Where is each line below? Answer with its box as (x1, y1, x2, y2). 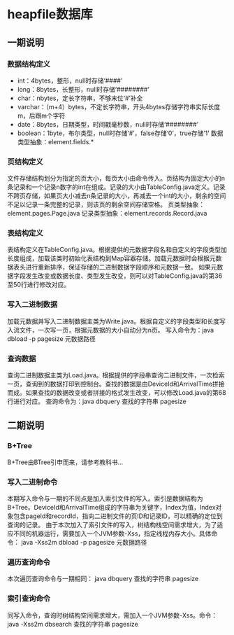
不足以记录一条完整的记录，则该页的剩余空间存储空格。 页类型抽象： (7, 200, 205, 209)
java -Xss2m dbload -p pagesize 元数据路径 (20, 538, 147, 547)
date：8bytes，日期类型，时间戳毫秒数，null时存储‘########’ (17, 120, 199, 128)
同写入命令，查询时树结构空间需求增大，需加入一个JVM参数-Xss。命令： (7, 610, 218, 620)
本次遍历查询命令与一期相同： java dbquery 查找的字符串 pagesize (7, 575, 199, 583)
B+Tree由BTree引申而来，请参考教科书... (7, 458, 124, 466)
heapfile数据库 (7, 6, 93, 22)
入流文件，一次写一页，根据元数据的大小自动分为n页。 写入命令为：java (7, 326, 214, 334)
